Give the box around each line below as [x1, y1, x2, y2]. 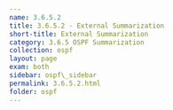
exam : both [9, 63, 50, 72]
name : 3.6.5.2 [9, 12, 62, 22]
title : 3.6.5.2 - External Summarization [9, 21, 165, 30]
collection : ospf [9, 46, 74, 55]
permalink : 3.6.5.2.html [9, 79, 101, 88]
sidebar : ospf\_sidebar [9, 71, 98, 80]
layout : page [9, 54, 58, 63]
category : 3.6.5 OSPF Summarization [9, 37, 145, 47]
